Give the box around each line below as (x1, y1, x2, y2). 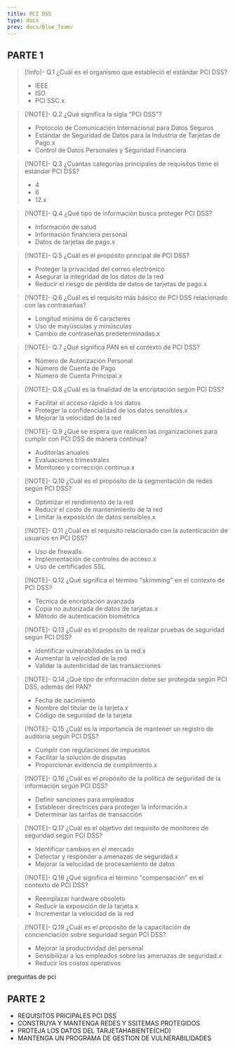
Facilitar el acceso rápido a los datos (34, 399, 142, 407)
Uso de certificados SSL (34, 562, 105, 571)
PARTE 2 (7, 993, 46, 1004)
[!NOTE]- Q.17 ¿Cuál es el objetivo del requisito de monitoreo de (24, 824, 209, 833)
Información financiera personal (34, 230, 128, 239)
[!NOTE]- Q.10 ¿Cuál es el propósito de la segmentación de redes (24, 477, 213, 485)
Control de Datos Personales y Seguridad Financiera (34, 146, 187, 154)
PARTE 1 (7, 49, 44, 61)
